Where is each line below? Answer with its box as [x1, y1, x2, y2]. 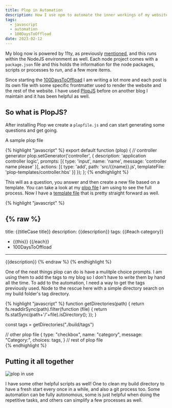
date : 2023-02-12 [5, 37, 42, 42]
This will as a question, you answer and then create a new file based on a [5, 179, 160, 185]
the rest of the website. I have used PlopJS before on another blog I [5, 87, 148, 94]
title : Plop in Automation [5, 7, 63, 13]
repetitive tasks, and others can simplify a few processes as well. [5, 397, 143, 403]
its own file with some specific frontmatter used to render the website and [5, 82, 161, 88]
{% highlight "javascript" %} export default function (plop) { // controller [5, 147, 157, 153]
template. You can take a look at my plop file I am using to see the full [5, 184, 152, 190]
